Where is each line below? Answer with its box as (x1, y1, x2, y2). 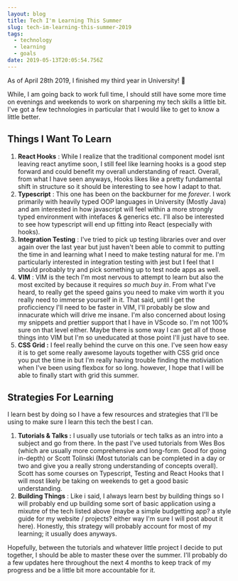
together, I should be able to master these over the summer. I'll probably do (7, 551, 227, 560)
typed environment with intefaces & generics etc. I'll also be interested (17, 212, 225, 221)
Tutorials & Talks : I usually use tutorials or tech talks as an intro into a (17, 431, 224, 440)
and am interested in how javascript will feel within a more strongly (17, 205, 213, 213)
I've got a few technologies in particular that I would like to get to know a (7, 104, 220, 114)
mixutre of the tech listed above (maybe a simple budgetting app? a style (17, 507, 232, 516)
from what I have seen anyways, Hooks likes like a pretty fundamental (17, 175, 222, 183)
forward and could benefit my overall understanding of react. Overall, (17, 167, 221, 175)
